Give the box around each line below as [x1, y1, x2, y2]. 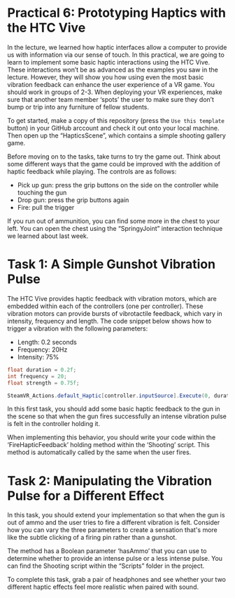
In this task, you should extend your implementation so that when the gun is [7, 511, 225, 519]
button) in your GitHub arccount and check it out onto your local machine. [7, 124, 220, 132]
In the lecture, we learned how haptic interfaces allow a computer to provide [7, 43, 227, 51]
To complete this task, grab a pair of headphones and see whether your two [7, 576, 226, 584]
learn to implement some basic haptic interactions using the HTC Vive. [7, 58, 211, 66]
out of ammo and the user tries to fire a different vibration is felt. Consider [7, 518, 220, 527]
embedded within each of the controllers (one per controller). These [7, 302, 204, 310]
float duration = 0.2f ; [7, 366, 77, 373]
